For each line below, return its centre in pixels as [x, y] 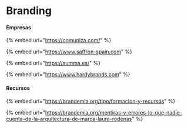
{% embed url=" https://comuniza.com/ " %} [59, 41]
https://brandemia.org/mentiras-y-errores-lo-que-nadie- [113, 112]
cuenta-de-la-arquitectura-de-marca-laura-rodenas [69, 119]
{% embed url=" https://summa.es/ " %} [53, 63]
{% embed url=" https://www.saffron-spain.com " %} [69, 52]
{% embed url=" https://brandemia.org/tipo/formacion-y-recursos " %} [91, 101]
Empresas [19, 27]
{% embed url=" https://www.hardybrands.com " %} [68, 75]
